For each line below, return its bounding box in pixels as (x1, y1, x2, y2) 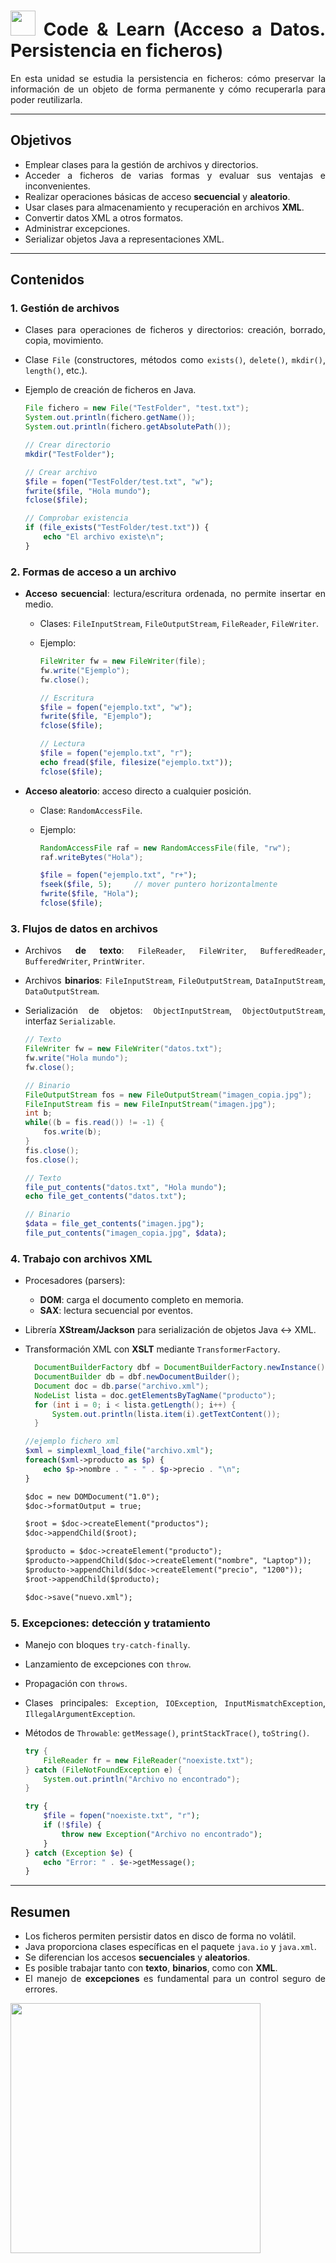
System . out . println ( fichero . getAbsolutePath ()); (24, 422, 232, 432)
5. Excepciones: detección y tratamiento (10, 1616, 211, 1630)
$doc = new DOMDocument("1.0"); (24, 1491, 160, 1502)
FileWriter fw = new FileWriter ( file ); (39, 656, 207, 667)
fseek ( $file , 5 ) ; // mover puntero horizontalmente (39, 880, 278, 890)
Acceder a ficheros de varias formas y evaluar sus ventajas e (24, 169, 326, 181)
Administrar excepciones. (24, 222, 131, 234)
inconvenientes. (24, 180, 91, 192)
